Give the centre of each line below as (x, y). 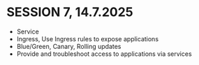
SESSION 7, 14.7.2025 (70, 12)
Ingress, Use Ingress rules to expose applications (87, 38)
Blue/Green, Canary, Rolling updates (69, 46)
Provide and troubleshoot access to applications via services (104, 54)
